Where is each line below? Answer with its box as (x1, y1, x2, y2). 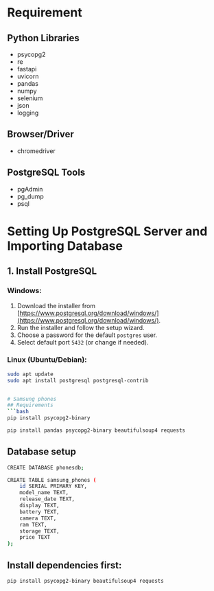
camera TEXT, (19, 515, 57, 522)
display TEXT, (19, 502, 60, 509)
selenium (16, 94, 43, 102)
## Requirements (7, 402, 53, 409)
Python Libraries (7, 32, 80, 44)
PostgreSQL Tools (7, 167, 86, 178)
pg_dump (16, 192, 45, 200)
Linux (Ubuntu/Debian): (7, 355, 87, 364)
